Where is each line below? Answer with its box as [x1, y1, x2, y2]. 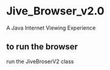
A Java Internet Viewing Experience [6, 24, 96, 31]
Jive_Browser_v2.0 [6, 4, 105, 18]
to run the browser [6, 42, 78, 52]
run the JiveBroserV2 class [6, 57, 74, 65]
